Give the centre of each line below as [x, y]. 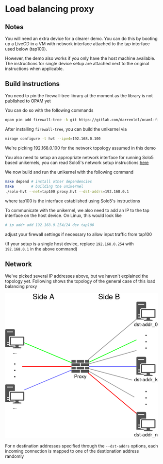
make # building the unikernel [44, 187]
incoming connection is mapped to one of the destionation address [72, 451]
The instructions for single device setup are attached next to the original [77, 63]
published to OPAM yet [28, 101]
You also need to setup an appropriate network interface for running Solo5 [79, 157]
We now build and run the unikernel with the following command [69, 172]
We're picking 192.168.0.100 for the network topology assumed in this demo [81, 148]
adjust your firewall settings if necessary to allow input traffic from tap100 [78, 234]
